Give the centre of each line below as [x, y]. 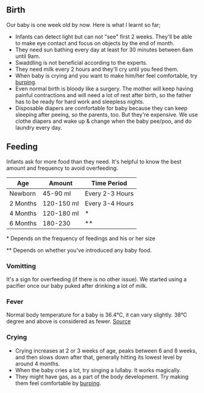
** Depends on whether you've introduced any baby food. [79, 250]
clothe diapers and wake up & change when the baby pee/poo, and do [103, 121]
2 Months [23, 203]
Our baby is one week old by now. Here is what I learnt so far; [83, 24]
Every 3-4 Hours [109, 203]
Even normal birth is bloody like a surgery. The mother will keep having [104, 89]
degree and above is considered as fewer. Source [69, 321]
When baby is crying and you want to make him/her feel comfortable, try [106, 75]
